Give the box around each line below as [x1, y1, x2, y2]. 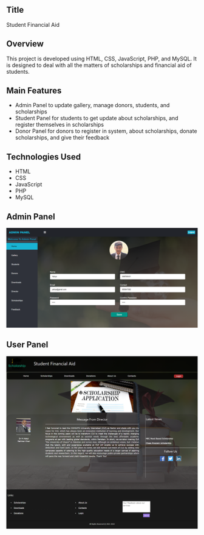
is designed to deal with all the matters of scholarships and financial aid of [6, 61, 192, 69]
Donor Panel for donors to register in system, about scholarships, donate [15, 127, 197, 135]
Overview [6, 39, 44, 49]
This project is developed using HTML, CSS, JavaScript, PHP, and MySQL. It [6, 55, 197, 62]
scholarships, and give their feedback [15, 134, 110, 141]
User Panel [6, 339, 49, 350]
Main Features [6, 85, 62, 96]
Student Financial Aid [6, 21, 59, 28]
